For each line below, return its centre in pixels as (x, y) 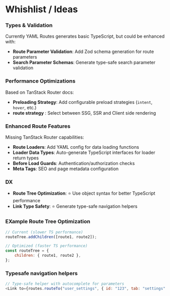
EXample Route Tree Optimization (48, 222)
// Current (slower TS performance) (44, 232)
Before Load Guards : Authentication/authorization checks (74, 164)
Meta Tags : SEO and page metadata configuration (66, 169)
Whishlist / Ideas (42, 9)
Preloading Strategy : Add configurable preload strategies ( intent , (82, 102)
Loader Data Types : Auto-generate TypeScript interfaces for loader (84, 153)
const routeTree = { (27, 251)
